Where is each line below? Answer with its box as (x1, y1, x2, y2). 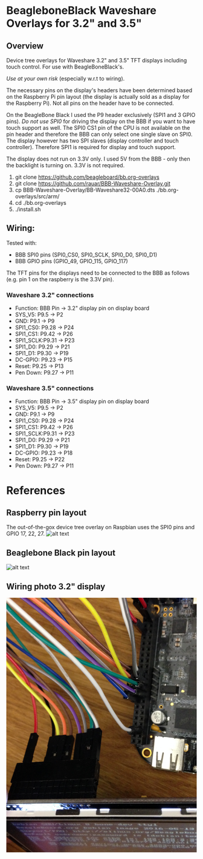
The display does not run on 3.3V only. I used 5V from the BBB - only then (6, 155, 190, 162)
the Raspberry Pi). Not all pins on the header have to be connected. (6, 99, 174, 107)
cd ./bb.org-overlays (14, 199, 66, 206)
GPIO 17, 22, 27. (6, 530, 45, 537)
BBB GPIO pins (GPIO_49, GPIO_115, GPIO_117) (14, 257, 128, 264)
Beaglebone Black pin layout (6, 547, 116, 558)
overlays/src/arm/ (14, 193, 60, 200)
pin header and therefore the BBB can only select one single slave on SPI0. (6, 131, 193, 138)
